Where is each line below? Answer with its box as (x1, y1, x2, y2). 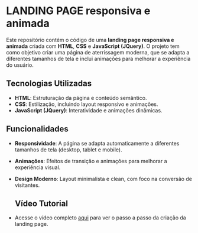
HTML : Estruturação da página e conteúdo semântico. (14, 94, 147, 101)
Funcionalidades (6, 124, 69, 134)
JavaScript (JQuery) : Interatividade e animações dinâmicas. (14, 106, 163, 114)
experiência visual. (14, 164, 61, 171)
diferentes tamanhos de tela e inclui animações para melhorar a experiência (6, 55, 191, 62)
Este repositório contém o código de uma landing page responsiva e (6, 36, 174, 43)
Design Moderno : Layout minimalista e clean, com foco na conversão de (14, 175, 192, 182)
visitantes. (14, 182, 40, 189)
